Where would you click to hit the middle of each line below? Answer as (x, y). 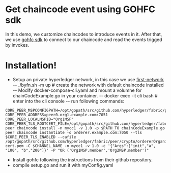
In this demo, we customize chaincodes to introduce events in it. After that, (84, 34)
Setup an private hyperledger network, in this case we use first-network (88, 79)
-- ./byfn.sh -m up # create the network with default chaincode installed (88, 85)
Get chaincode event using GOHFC (80, 9)
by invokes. (17, 45)
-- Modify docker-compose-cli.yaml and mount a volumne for (77, 90)
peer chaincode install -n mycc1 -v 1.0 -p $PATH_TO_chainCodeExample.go (85, 128)
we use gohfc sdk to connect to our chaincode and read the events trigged (84, 40)
